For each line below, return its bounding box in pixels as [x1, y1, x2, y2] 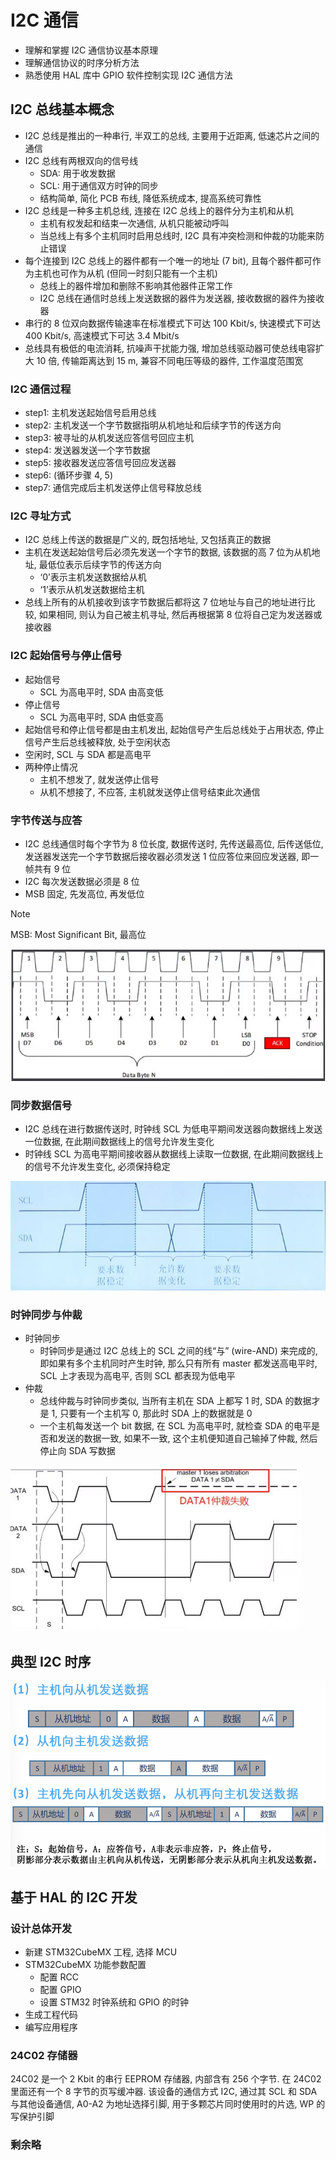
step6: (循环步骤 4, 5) [24, 469, 114, 481]
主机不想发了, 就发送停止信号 [39, 773, 160, 785]
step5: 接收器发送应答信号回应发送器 [24, 457, 177, 469]
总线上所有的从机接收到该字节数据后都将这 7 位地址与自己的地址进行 [24, 596, 307, 608]
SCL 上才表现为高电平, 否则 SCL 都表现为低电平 [39, 1370, 236, 1382]
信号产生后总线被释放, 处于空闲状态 [24, 736, 171, 748]
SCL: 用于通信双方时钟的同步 [39, 179, 159, 191]
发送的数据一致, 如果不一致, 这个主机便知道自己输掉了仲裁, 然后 [57, 1432, 318, 1445]
